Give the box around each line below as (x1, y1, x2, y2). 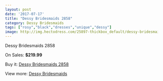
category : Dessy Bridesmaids (5, 20, 64, 26)
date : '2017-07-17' (5, 12, 45, 16)
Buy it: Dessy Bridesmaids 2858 (5, 61, 69, 67)
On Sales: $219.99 (5, 52, 43, 58)
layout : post (5, 7, 32, 12)
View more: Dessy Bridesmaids (5, 71, 67, 76)
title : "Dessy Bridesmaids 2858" (5, 16, 73, 21)
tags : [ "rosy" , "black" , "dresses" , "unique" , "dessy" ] (5, 25, 112, 30)
